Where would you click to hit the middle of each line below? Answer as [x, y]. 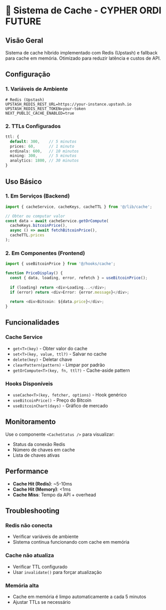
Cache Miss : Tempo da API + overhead [54, 495]
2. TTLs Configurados [33, 126]
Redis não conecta [29, 526]
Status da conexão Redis [39, 444]
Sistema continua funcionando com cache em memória [71, 542]
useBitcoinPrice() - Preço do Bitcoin [52, 400]
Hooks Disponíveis [29, 384]
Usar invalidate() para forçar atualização [57, 572]
